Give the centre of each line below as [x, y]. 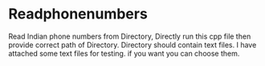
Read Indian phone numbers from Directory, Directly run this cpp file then [130, 36]
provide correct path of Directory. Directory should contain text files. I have [132, 44]
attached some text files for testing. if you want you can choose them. [124, 53]
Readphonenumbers [78, 14]
